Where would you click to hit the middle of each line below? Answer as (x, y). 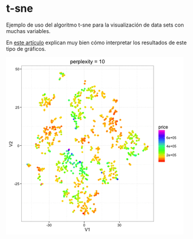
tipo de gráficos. (26, 48)
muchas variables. (28, 31)
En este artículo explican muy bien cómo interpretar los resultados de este (97, 42)
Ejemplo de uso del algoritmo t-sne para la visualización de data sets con (95, 25)
